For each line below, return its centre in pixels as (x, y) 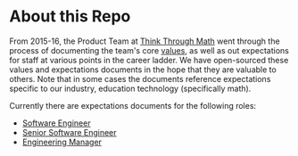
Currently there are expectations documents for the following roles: (133, 105)
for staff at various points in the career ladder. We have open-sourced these (149, 60)
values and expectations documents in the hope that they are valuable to (143, 70)
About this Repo (70, 16)
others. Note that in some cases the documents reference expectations (140, 78)
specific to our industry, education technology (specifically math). (130, 88)
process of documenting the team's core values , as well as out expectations (149, 50)
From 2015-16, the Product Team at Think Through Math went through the (145, 41)
